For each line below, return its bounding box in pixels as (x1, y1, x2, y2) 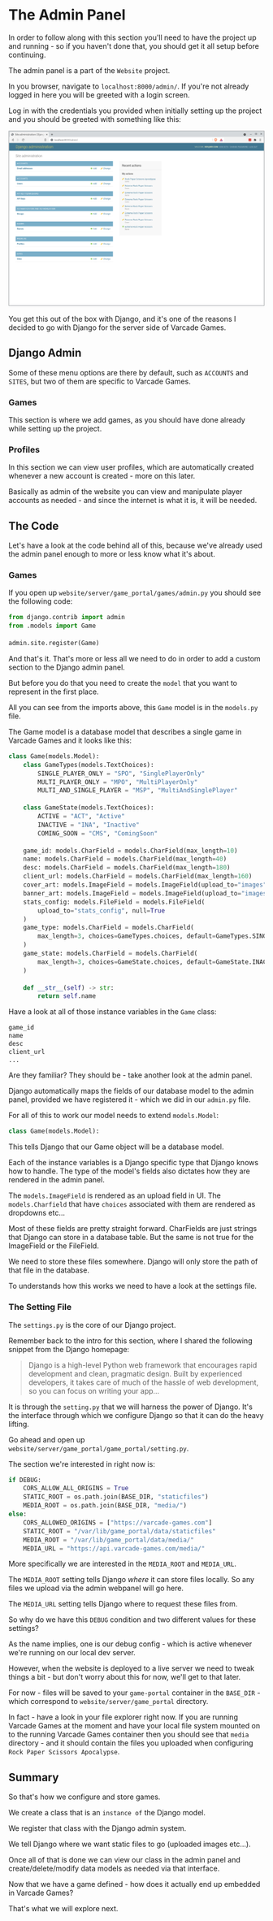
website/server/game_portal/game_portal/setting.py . (8, 1443, 189, 1453)
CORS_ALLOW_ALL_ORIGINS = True (23, 1485, 129, 1493)
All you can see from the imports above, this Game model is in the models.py (8, 702, 258, 712)
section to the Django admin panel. (8, 662, 126, 672)
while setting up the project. (8, 424, 102, 434)
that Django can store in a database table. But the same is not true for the (8, 1233, 254, 1242)
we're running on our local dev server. (8, 1648, 136, 1658)
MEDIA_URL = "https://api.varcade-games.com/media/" (23, 1544, 206, 1553)
